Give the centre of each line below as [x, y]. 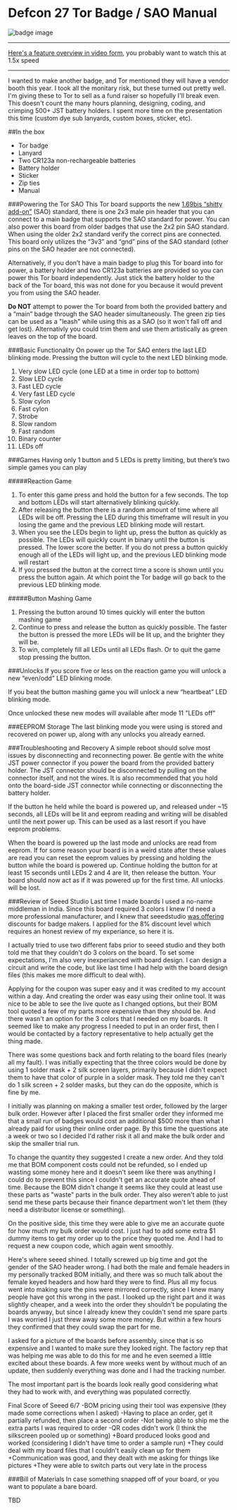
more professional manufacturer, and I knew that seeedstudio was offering [116, 916]
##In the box [26, 131]
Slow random [37, 423]
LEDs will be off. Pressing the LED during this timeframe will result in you [123, 517]
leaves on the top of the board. [53, 336]
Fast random [37, 431]
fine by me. [24, 1092]
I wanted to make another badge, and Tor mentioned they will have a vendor [118, 80]
